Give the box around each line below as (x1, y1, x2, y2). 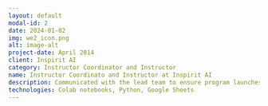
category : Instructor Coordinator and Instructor (8, 64, 177, 72)
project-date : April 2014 (8, 49, 94, 57)
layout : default (8, 11, 62, 20)
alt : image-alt (8, 41, 59, 49)
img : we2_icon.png (8, 33, 69, 42)
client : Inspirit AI (8, 57, 77, 65)
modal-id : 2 (8, 19, 48, 27)
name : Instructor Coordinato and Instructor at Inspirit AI (8, 71, 213, 79)
